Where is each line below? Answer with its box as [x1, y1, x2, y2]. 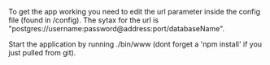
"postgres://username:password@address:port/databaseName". [8, 24, 225, 33]
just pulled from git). [8, 48, 76, 57]
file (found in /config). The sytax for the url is [8, 15, 159, 25]
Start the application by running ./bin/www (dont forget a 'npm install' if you [8, 39, 263, 49]
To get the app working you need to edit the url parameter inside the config [8, 7, 261, 16]
